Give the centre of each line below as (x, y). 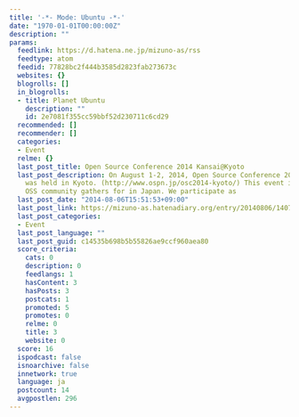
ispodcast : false (49, 357)
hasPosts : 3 (47, 290)
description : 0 (53, 266)
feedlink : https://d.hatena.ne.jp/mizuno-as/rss (109, 51)
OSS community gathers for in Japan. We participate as (131, 192)
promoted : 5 (47, 307)
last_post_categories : (59, 216)
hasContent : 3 (51, 282)
